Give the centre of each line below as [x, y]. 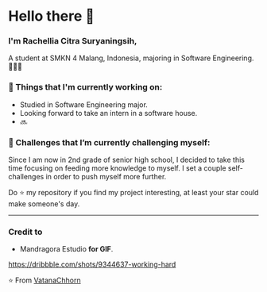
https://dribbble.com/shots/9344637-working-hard [92, 264]
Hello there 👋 [52, 16]
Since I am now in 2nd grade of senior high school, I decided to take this [126, 160]
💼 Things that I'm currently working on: [85, 87]
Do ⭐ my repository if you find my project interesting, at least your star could [133, 193]
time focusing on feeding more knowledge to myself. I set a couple [117, 168]
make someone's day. [44, 204]
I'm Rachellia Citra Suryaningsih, [73, 41]
